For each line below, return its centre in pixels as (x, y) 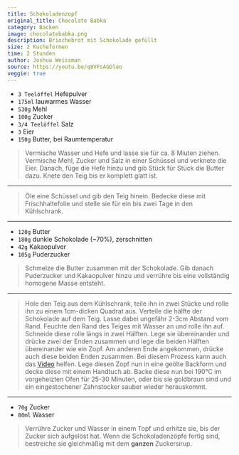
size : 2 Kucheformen (38, 47)
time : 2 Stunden (31, 54)
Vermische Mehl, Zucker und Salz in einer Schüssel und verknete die (126, 160)
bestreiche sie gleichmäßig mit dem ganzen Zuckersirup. (108, 443)
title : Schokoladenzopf (43, 14)
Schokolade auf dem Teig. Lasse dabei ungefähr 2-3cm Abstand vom (127, 318)
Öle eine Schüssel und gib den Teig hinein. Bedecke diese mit (115, 196)
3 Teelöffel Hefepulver (52, 94)
